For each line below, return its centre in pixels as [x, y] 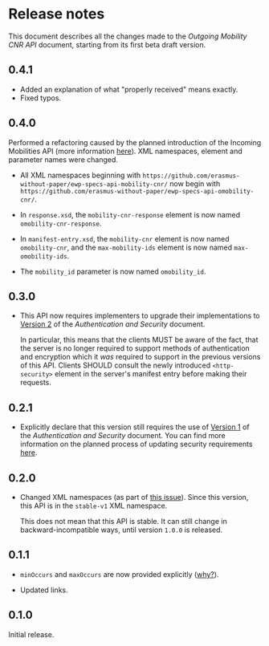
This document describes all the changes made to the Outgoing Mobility [128, 36]
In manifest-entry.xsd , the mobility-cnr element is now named [124, 238]
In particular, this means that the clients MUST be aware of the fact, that [139, 340]
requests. [36, 383]
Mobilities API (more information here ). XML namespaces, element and [125, 151]
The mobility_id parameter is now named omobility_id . [113, 271]
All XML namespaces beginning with [80, 175]
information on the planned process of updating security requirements [136, 444]
